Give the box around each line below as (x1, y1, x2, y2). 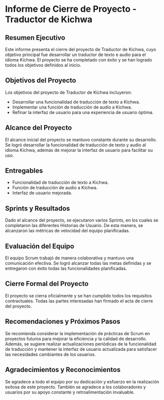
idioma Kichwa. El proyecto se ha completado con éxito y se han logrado (5, 57, 152, 62)
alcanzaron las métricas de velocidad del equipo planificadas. (5, 228, 130, 234)
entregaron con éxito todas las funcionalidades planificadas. (5, 265, 127, 271)
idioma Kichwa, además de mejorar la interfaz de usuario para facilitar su (5, 147, 153, 153)
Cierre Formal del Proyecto (5, 280, 89, 288)
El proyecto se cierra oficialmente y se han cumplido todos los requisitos (5, 292, 152, 298)
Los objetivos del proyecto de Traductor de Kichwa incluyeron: (5, 89, 132, 95)
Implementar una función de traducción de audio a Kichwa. (12, 104, 133, 110)
